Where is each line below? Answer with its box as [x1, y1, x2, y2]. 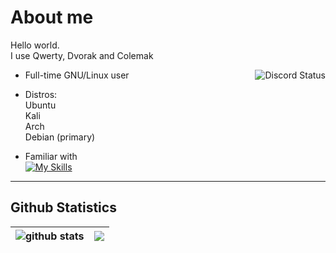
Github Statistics [10, 199, 117, 216]
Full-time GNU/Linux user [24, 69, 130, 81]
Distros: [24, 88, 58, 100]
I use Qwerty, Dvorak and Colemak [10, 49, 154, 61]
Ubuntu [24, 99, 57, 111]
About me [10, 6, 94, 29]
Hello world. [10, 39, 60, 51]
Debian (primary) [24, 131, 96, 143]
